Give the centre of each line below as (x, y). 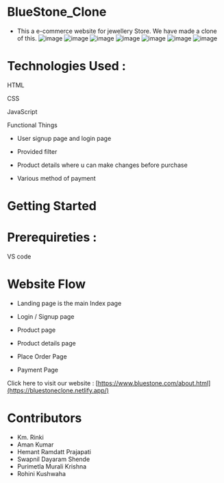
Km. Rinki (30, 437)
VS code (19, 256)
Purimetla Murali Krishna (52, 466)
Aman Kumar (35, 445)
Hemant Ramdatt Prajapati (54, 451)
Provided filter (37, 151)
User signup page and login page (64, 138)
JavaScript (22, 111)
